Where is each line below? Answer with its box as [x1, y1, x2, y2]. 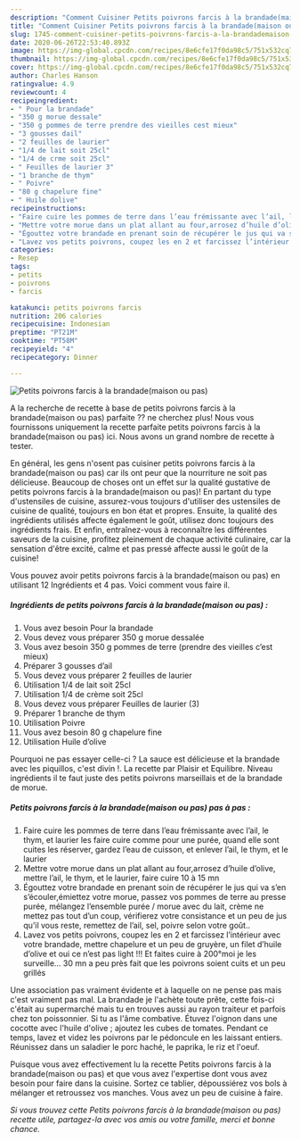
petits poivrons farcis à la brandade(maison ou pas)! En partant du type [10, 486, 272, 496]
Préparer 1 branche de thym [22, 707, 126, 719]
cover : [10, 63, 35, 72]
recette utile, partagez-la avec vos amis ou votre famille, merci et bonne [10, 1113, 276, 1125]
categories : [10, 246, 54, 254]
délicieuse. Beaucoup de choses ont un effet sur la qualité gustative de [10, 477, 271, 487]
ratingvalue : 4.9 [10, 79, 75, 88]
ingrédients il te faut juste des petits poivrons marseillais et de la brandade [10, 772, 283, 783]
